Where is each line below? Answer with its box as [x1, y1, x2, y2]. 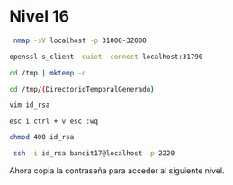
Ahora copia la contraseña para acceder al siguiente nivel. [9, 165, 225, 176]
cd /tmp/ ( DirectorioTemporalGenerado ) [9, 84, 155, 93]
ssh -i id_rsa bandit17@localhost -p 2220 [13, 149, 175, 158]
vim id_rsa [9, 101, 50, 110]
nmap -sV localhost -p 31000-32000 [13, 36, 147, 45]
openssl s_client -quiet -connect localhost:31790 [9, 52, 203, 61]
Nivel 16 [9, 6, 70, 27]
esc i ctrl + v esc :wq [9, 117, 99, 127]
